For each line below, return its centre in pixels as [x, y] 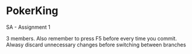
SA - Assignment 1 [28, 27]
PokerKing [32, 11]
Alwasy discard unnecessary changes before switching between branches [96, 45]
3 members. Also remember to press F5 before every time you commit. [92, 38]
